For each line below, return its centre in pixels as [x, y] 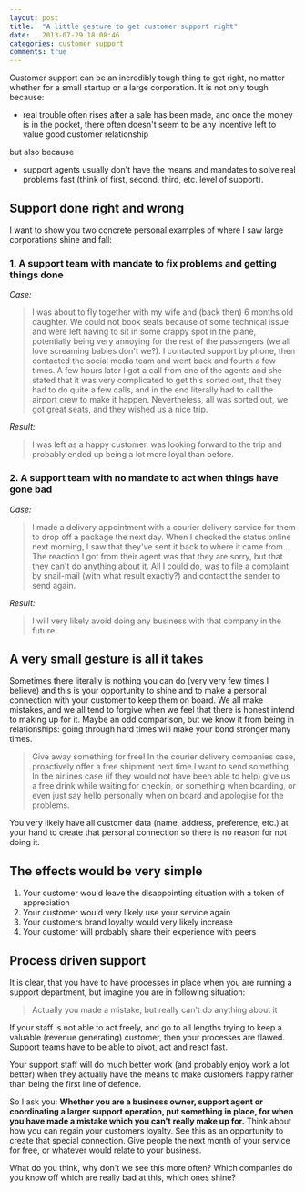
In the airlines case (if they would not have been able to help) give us [161, 776]
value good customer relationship [85, 134]
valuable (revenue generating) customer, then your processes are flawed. [147, 1037]
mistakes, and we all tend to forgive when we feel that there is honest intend [152, 710]
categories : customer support [67, 43]
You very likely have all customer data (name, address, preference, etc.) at [149, 823]
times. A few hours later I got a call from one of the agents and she [157, 371]
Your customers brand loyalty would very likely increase [128, 922]
